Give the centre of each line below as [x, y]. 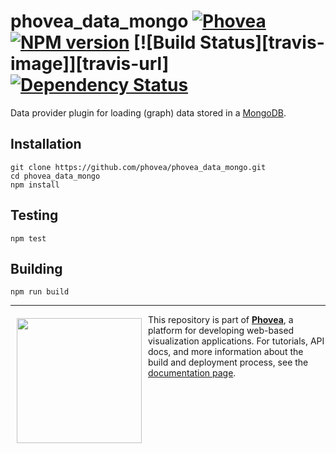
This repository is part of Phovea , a [221, 320]
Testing [34, 215]
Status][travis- [262, 42]
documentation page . [192, 373]
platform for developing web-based [221, 331]
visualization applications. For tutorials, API [236, 341]
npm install [35, 185]
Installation [46, 144]
